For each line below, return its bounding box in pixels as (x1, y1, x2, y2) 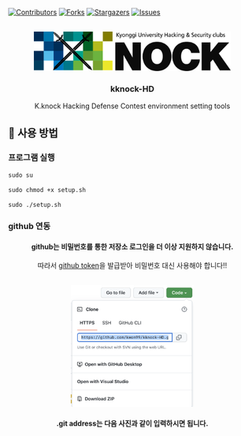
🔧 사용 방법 (8, 126, 59, 140)
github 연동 (8, 220, 51, 231)
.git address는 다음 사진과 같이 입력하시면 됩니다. (56, 419, 209, 428)
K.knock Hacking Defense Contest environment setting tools (34, 101, 231, 111)
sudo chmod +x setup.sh (8, 186, 87, 194)
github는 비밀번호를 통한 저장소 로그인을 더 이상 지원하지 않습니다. (31, 242, 234, 251)
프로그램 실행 (8, 152, 55, 163)
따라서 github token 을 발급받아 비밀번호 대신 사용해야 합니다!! (37, 261, 228, 270)
